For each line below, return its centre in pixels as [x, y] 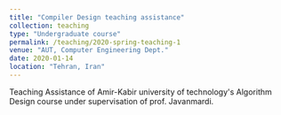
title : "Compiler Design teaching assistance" [97, 17]
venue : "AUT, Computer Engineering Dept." [89, 50]
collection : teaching [49, 26]
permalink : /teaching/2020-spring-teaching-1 [95, 42]
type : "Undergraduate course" [65, 34]
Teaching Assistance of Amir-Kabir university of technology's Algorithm [141, 92]
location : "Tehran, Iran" [57, 67]
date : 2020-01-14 [41, 58]
